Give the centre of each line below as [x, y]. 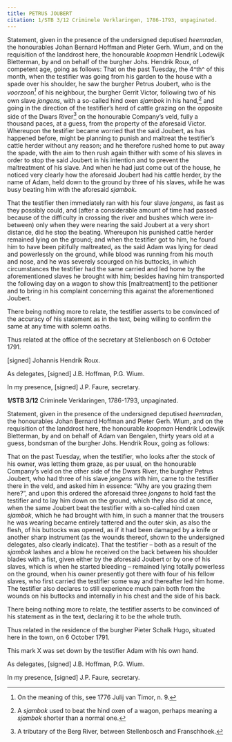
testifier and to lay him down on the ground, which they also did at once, [110, 500]
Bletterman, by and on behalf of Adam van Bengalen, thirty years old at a [111, 436]
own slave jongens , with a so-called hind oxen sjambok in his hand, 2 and [111, 100]
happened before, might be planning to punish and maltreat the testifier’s [111, 138]
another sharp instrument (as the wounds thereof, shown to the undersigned [116, 537]
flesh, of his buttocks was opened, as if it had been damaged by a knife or [113, 530]
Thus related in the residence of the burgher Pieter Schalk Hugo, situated [111, 630]
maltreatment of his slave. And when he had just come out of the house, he [114, 168]
